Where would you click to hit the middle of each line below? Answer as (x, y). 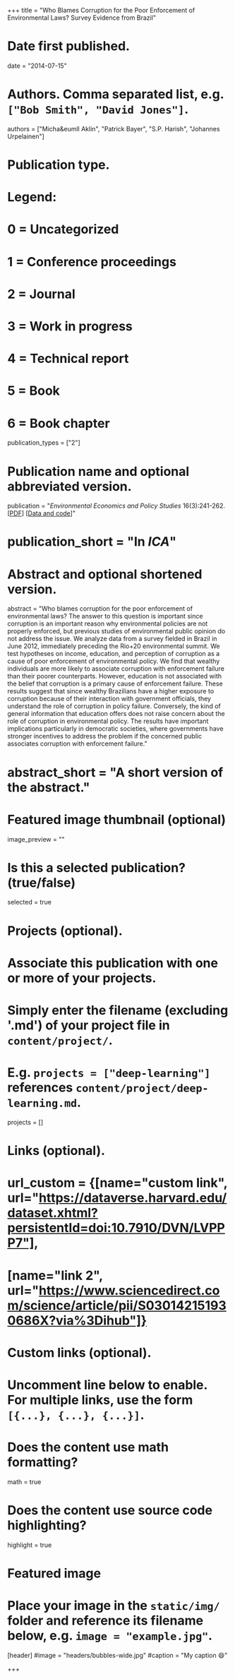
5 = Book (34, 391)
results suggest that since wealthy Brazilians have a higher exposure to (111, 691)
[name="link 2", (55, 1275)
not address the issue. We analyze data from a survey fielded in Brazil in (112, 639)
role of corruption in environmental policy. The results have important (108, 721)
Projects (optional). (65, 931)
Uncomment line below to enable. (108, 1385)
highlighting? (47, 1525)
